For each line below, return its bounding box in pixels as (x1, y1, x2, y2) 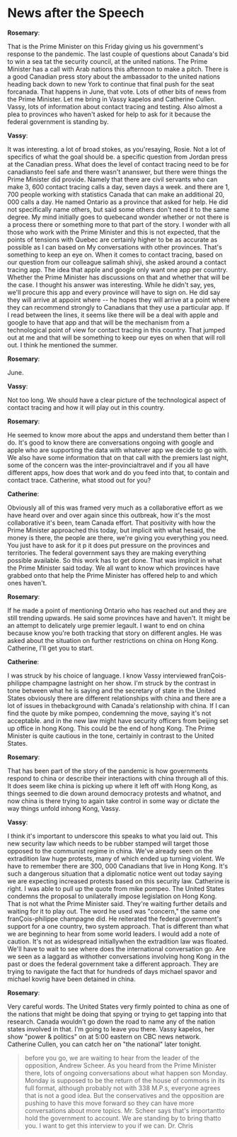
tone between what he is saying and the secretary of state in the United (7, 686, 216, 695)
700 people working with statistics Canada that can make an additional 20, (7, 190, 225, 198)
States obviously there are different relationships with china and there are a (7, 693, 226, 702)
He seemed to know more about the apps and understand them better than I (7, 430, 230, 439)
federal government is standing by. (7, 117, 109, 125)
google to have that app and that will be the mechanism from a (7, 318, 190, 327)
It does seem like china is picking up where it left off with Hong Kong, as (7, 781, 218, 790)
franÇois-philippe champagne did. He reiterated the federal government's (7, 914, 223, 923)
